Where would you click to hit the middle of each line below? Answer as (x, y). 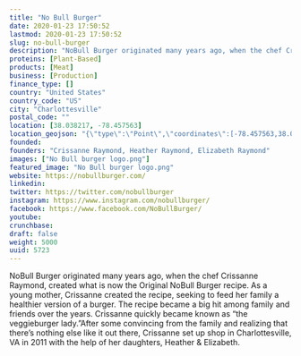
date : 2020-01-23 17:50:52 (60, 26)
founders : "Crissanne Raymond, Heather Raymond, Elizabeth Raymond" (140, 150)
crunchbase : (31, 225)
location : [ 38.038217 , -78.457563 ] (76, 126)
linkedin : (28, 184)
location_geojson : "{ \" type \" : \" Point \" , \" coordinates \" (118, 134)
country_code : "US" (46, 101)
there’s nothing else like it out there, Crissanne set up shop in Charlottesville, (150, 333)
